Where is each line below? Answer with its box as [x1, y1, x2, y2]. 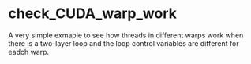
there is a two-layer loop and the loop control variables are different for [8, 38, 239, 48]
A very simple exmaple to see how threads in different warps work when [8, 30, 244, 40]
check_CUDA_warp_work [8, 5, 178, 23]
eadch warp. [8, 47, 50, 56]
